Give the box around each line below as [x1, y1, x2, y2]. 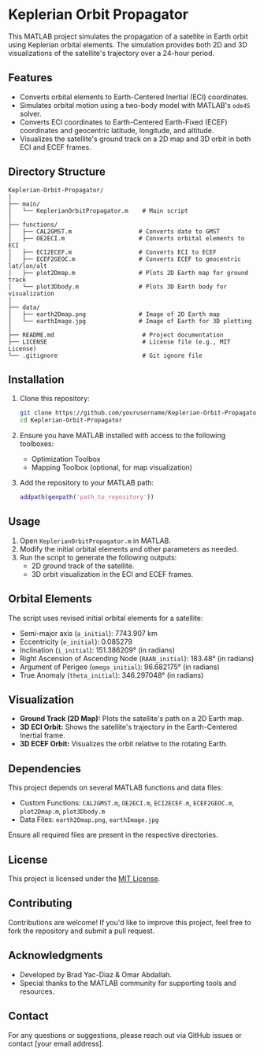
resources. [19, 987, 55, 996]
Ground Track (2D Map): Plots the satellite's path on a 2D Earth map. [19, 714, 244, 723]
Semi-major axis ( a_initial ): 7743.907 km [19, 628, 158, 638]
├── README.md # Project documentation [8, 331, 224, 339]
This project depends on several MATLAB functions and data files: [8, 783, 223, 793]
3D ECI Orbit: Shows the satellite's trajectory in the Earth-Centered [19, 723, 238, 732]
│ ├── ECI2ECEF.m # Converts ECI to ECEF [8, 248, 217, 256]
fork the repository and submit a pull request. [8, 926, 155, 935]
